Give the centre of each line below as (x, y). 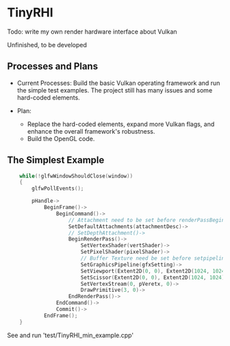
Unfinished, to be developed (47, 45)
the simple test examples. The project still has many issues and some (115, 90)
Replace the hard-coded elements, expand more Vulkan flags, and (121, 124)
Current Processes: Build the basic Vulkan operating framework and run (118, 83)
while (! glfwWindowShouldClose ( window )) (76, 176)
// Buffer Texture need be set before (136, 258)
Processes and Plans (52, 66)
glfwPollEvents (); (58, 189)
